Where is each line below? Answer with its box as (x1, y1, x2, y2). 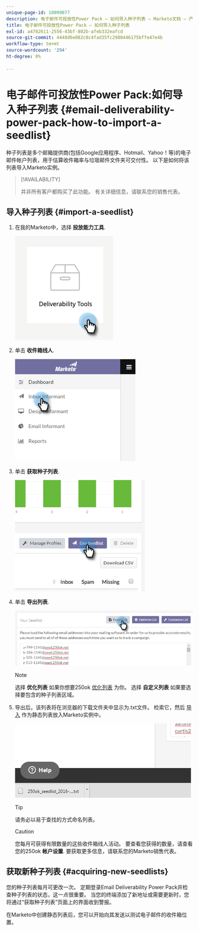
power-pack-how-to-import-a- (6, 116, 162, 129)
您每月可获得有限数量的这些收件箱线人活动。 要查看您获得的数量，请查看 (14, 840, 193, 847)
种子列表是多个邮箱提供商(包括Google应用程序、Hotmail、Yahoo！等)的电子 (6, 149, 191, 156)
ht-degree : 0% (6, 54, 41, 59)
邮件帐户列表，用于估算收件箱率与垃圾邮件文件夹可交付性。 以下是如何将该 (6, 156, 190, 163)
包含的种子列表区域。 (25, 691, 78, 698)
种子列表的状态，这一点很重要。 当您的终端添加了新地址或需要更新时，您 (11, 891, 190, 898)
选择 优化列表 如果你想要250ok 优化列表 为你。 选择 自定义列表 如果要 (14, 684, 187, 691)
